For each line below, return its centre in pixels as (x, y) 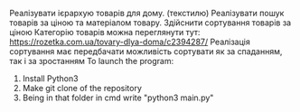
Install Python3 (50, 79)
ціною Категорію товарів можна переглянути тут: (105, 32)
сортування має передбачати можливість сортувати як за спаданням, (146, 51)
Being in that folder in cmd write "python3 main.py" (118, 98)
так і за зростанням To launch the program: (92, 61)
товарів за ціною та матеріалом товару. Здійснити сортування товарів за (150, 23)
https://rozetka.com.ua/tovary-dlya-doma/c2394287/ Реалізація (130, 42)
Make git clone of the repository (82, 88)
